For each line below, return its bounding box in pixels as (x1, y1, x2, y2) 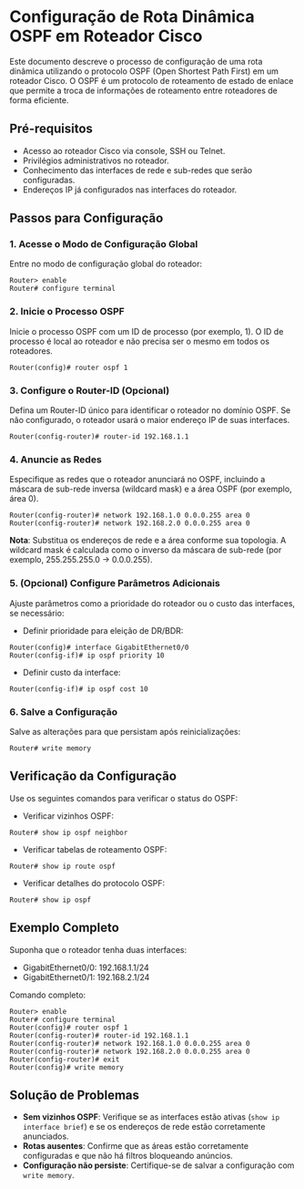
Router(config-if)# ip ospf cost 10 (9, 684, 148, 694)
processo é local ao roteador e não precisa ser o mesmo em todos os (9, 336, 270, 346)
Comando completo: (9, 989, 86, 1000)
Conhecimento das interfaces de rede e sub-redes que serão (22, 164, 253, 175)
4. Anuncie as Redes (9, 453, 102, 466)
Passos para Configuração (9, 211, 164, 226)
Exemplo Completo (9, 920, 120, 936)
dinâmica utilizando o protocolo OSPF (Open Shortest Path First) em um (9, 66, 279, 77)
